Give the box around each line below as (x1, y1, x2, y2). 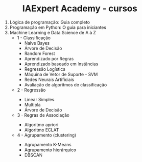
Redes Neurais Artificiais (24, 77, 74, 82)
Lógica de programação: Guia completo (9, 19, 90, 25)
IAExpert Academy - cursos (22, 3, 138, 14)
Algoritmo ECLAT (24, 127, 59, 133)
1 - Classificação (17, 35, 51, 41)
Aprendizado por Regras (24, 55, 74, 61)
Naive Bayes (24, 40, 50, 46)
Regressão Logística (24, 66, 66, 72)
